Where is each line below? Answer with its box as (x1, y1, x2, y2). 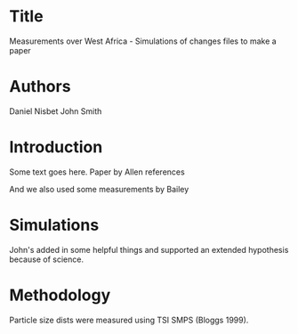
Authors (9, 77, 71, 97)
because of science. (9, 254, 85, 265)
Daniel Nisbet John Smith (9, 105, 102, 117)
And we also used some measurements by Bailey (9, 183, 189, 194)
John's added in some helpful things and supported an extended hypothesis (9, 244, 289, 255)
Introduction (9, 137, 103, 158)
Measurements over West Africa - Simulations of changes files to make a (9, 36, 278, 46)
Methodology (9, 285, 111, 305)
